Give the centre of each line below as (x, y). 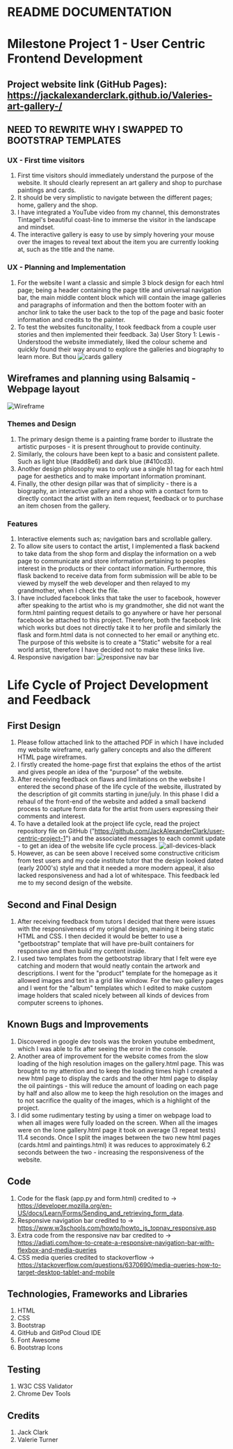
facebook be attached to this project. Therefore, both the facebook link (119, 621)
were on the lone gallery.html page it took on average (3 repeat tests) (116, 1130)
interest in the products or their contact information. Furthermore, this (117, 568)
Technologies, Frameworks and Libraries (97, 1294)
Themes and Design (42, 424)
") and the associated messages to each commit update (146, 838)
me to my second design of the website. (75, 883)
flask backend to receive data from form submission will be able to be (117, 576)
